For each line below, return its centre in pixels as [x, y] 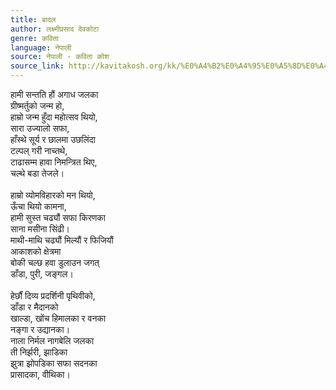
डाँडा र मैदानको [34, 307]
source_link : [37, 66]
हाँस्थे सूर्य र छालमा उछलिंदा [53, 139]
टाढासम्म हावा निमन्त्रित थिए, [54, 162]
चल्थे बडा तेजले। [37, 173]
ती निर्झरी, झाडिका [39, 352]
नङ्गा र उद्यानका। [40, 329]
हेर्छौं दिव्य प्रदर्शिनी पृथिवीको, [53, 295]
